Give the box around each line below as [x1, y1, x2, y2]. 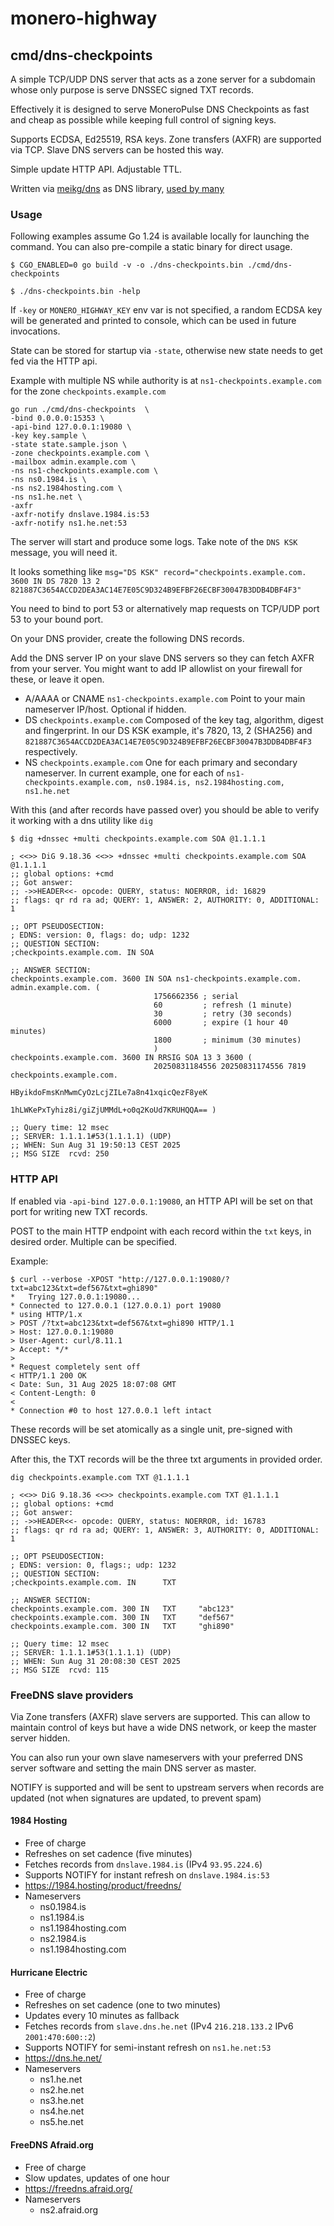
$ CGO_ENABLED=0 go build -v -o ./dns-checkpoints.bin [10, 260, 244, 271]
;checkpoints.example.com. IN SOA [10, 948, 155, 958]
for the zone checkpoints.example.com [10, 385, 167, 397]
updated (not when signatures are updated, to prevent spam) [10, 1792, 262, 1804]
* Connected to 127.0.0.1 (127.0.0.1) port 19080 [10, 1300, 222, 1311]
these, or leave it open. [10, 673, 105, 686]
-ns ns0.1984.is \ [10, 475, 87, 485]
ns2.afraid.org [39, 2203, 99, 2216]
